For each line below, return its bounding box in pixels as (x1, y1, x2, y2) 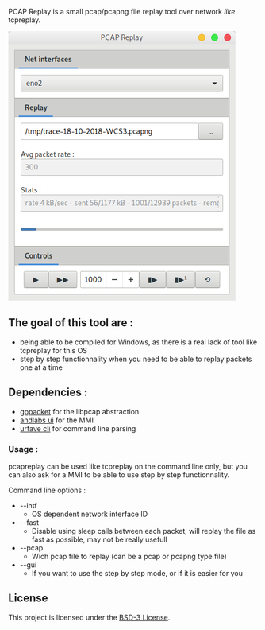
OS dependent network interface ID (31, 509, 148, 519)
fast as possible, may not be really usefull (31, 535, 168, 544)
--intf (19, 500, 37, 510)
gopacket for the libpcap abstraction (19, 406, 140, 416)
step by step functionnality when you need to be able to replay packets (19, 354, 252, 364)
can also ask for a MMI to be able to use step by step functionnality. (8, 469, 230, 480)
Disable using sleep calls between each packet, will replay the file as (31, 526, 256, 535)
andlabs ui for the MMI (19, 415, 94, 425)
